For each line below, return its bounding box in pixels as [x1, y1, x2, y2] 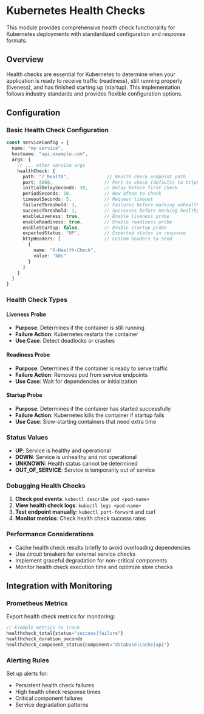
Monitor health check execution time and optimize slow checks [15, 563, 173, 570]
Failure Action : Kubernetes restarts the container [15, 331, 138, 338]
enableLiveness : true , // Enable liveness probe [22, 213, 170, 219]
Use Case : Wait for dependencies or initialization [15, 377, 138, 385]
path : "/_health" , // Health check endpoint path [22, 173, 186, 180]
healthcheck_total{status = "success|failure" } [6, 631, 123, 637]
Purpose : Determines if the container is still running [15, 324, 144, 332]
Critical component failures [15, 695, 83, 702]
